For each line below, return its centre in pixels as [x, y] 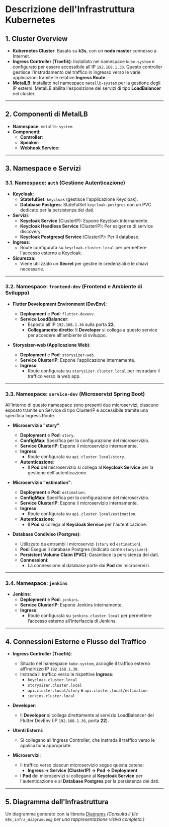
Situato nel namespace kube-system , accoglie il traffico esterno [85, 664]
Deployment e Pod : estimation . [53, 492]
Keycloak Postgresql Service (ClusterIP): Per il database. [80, 237]
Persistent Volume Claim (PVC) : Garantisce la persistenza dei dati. [90, 555]
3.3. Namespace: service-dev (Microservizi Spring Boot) [75, 394]
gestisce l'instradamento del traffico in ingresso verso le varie [76, 72]
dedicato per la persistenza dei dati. [57, 210]
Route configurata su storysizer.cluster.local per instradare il [94, 371]
